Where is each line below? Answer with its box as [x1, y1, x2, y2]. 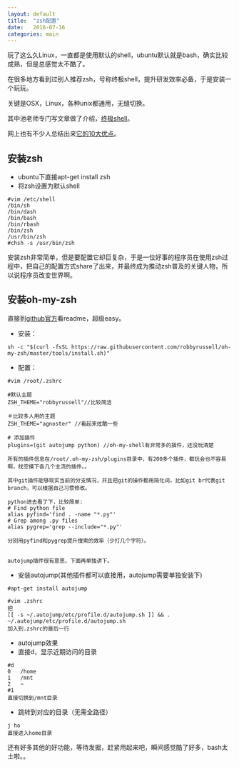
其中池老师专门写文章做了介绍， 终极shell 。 [7, 114, 134, 123]
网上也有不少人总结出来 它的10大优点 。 [7, 129, 121, 138]
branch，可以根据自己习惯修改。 [7, 484, 91, 491]
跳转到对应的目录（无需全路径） [17, 708, 112, 716]
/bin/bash [7, 215, 37, 222]
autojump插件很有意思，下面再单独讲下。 [7, 557, 113, 564]
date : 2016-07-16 [7, 24, 66, 31]
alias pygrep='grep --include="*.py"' [7, 523, 123, 531]
